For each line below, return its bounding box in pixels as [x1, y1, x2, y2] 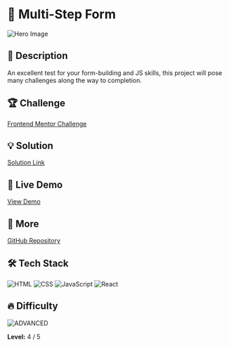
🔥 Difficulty [7, 300, 58, 312]
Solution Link [7, 158, 45, 167]
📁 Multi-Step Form [7, 6, 116, 22]
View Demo [7, 197, 41, 206]
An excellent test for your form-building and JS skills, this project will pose [7, 68, 223, 77]
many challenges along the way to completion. [7, 76, 142, 84]
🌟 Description [7, 50, 68, 62]
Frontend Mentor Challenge [7, 119, 87, 128]
